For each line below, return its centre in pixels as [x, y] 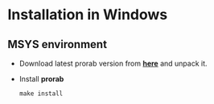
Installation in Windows [88, 15]
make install [41, 94]
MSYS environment [58, 44]
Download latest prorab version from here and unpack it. [113, 63]
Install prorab [41, 79]
